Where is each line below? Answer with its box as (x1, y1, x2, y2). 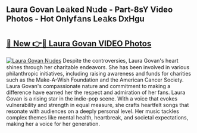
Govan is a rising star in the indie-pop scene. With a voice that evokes (6, 95, 177, 102)
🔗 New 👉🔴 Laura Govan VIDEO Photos (6, 38, 152, 48)
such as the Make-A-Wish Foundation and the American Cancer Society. (6, 76, 184, 83)
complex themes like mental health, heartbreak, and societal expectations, (6, 114, 189, 121)
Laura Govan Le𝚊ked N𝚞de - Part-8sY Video (6, 5, 173, 15)
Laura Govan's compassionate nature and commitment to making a (6, 83, 171, 89)
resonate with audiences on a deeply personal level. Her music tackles (6, 108, 180, 115)
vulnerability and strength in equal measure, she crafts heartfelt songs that (6, 102, 189, 108)
